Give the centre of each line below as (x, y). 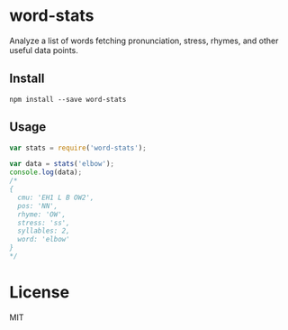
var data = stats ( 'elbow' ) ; (62, 164)
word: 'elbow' (44, 240)
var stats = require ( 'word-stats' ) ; (78, 148)
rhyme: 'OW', (42, 214)
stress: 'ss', (44, 223)
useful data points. (44, 50)
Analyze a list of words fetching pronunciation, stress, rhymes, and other (144, 41)
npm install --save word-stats (68, 99)
